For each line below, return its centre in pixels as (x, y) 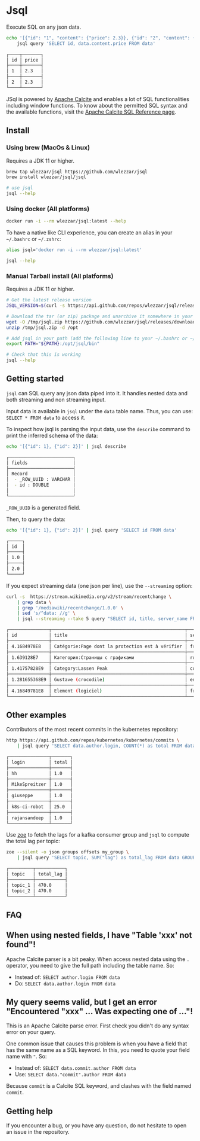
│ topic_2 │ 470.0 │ (37, 891)
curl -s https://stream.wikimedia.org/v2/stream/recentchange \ (89, 597)
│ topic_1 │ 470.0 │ (37, 885)
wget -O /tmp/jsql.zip (34, 322)
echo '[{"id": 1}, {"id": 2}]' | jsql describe (66, 446)
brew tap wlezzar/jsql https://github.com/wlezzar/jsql (77, 172)
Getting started (35, 379)
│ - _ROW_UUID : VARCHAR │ (41, 480)
